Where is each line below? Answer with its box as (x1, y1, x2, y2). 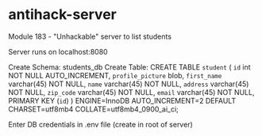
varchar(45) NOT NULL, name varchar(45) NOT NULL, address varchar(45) (8, 79, 249, 89)
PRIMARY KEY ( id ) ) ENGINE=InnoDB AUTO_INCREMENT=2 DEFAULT (8, 96, 237, 105)
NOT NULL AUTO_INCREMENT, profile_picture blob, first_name (8, 70, 222, 80)
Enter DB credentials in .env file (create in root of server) (8, 119, 193, 129)
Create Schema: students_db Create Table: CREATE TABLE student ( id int (8, 62, 252, 72)
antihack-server (8, 6, 117, 24)
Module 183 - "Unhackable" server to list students (8, 32, 172, 41)
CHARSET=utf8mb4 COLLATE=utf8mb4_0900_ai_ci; (8, 104, 179, 114)
